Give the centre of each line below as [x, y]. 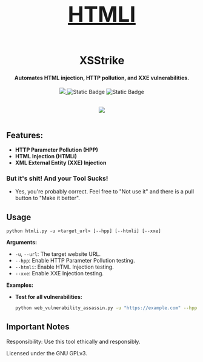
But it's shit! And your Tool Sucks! [57, 178]
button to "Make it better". [48, 198]
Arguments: [22, 243]
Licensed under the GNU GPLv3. [47, 353]
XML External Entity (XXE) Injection [61, 163]
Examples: [20, 285]
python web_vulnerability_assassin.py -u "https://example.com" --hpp [106, 308]
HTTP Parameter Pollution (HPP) [56, 150]
